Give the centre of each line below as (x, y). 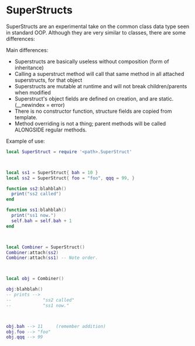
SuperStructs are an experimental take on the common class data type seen (98, 26)
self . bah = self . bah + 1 (42, 221)
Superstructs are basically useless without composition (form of (92, 61)
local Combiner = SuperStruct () (45, 247)
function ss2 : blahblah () (36, 188)
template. (26, 117)
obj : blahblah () (25, 289)
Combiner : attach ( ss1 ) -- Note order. (52, 258)
